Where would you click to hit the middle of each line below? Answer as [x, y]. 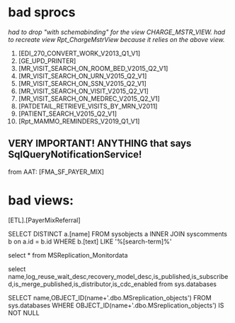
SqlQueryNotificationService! [75, 154]
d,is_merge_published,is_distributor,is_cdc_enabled [83, 284]
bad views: [41, 200]
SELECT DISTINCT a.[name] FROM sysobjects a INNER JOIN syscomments [117, 234]
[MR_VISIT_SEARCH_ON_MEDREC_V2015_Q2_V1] [89, 98]
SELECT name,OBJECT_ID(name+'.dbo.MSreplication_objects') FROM [110, 297]
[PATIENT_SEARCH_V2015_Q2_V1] [68, 114]
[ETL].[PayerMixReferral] [44, 220]
